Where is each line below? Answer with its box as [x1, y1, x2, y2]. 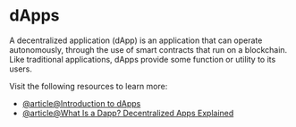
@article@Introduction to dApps [21, 97, 141, 108]
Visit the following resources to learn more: [9, 80, 168, 91]
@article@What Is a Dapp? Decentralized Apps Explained [21, 107, 234, 118]
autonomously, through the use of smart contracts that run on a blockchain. [9, 44, 288, 55]
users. [9, 63, 33, 74]
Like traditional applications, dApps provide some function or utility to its [9, 54, 276, 64]
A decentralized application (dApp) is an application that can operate [9, 35, 263, 46]
